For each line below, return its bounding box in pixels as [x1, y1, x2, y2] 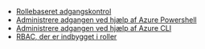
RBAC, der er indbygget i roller [15, 32, 117, 41]
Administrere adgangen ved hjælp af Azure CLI [15, 24, 172, 32]
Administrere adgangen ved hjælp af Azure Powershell [15, 15, 197, 24]
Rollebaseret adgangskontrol [15, 7, 112, 16]
